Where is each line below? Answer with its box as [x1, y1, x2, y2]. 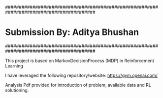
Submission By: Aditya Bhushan [5, 27, 139, 38]
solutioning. [5, 87, 29, 93]
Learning [5, 63, 24, 68]
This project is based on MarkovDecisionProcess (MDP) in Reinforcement [5, 58, 154, 64]
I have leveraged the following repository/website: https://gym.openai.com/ [5, 72, 158, 78]
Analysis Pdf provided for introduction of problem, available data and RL [5, 82, 151, 88]
